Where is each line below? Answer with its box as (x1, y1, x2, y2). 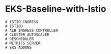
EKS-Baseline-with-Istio (5, 3, 107, 15)
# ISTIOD (5, 23, 23, 29)
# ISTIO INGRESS (5, 19, 38, 24)
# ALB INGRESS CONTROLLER (5, 28, 58, 33)
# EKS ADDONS (5, 45, 32, 50)
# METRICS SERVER (5, 40, 41, 46)
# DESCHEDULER (5, 36, 34, 41)
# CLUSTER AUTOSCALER (5, 32, 50, 37)
